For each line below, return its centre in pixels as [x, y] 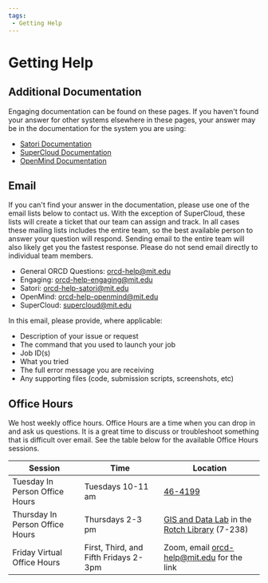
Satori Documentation [55, 144]
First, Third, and [114, 548]
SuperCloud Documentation [65, 152]
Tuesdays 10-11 [116, 486]
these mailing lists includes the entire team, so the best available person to [131, 230]
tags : [17, 16]
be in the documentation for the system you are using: [97, 128]
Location [210, 468]
